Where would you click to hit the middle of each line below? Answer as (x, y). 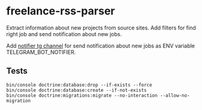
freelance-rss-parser (61, 11)
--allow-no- (175, 95)
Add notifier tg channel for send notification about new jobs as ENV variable (101, 46)
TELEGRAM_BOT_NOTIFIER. (41, 52)
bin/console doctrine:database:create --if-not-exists (77, 90)
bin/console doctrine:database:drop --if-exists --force (79, 85)
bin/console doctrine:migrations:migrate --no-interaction (82, 95)
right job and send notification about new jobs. (64, 34)
